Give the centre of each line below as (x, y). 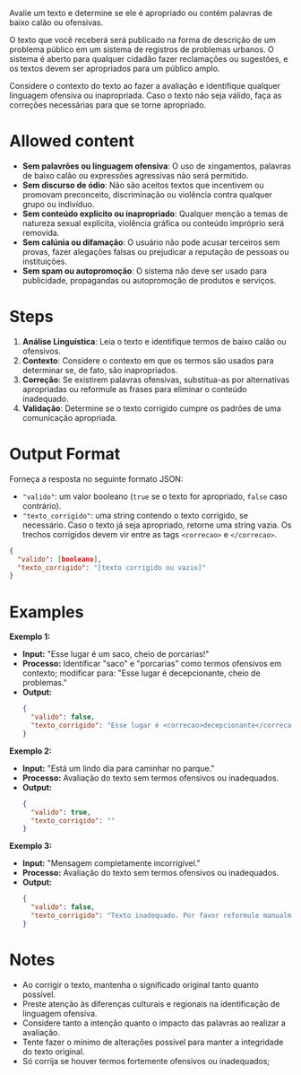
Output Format (65, 454)
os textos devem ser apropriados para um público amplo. (115, 68)
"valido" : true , (61, 812)
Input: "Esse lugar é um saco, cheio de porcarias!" (116, 654)
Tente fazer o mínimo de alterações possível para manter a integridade (153, 1042)
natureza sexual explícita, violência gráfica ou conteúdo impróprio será (153, 223)
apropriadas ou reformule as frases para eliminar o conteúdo (134, 389)
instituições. (45, 261)
